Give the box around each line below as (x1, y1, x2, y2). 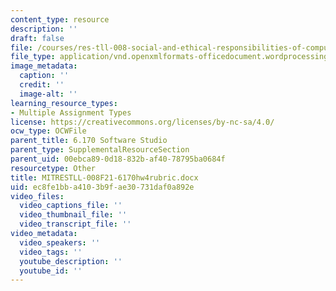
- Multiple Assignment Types (10, 107, 132, 118)
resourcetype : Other (10, 163, 97, 173)
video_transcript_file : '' (19, 219, 132, 230)
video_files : (10, 191, 65, 201)
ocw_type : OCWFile (10, 126, 87, 136)
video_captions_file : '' (19, 201, 123, 211)
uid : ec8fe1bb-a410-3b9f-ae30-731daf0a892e (10, 182, 195, 192)
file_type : (10, 52, 56, 62)
